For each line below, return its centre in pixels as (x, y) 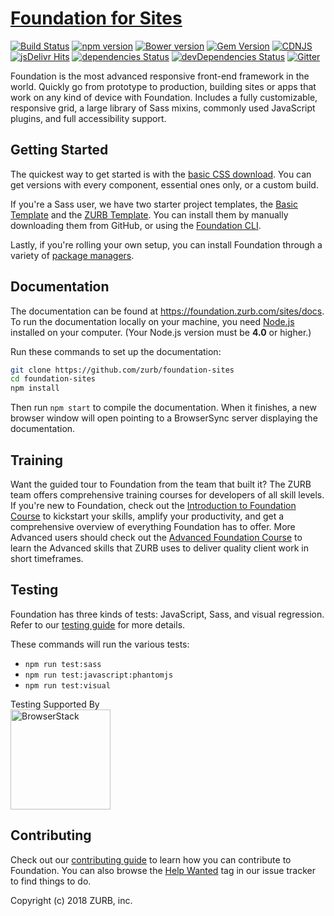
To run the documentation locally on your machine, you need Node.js (152, 321)
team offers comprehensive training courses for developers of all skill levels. (167, 495)
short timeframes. (47, 558)
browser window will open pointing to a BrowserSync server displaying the (164, 418)
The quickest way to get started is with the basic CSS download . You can (161, 174)
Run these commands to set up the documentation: (116, 351)
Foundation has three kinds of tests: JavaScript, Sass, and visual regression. (167, 614)
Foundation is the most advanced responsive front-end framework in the (160, 76)
